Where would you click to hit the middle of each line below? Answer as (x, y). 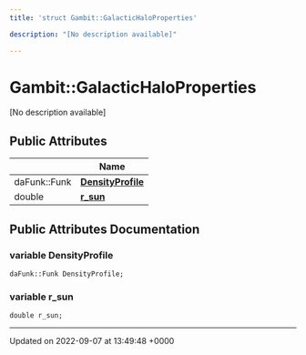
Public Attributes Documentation (105, 229)
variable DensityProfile (61, 255)
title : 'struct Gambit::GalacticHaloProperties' (103, 18)
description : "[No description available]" (93, 34)
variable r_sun (42, 297)
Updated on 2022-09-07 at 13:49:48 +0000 (92, 341)
